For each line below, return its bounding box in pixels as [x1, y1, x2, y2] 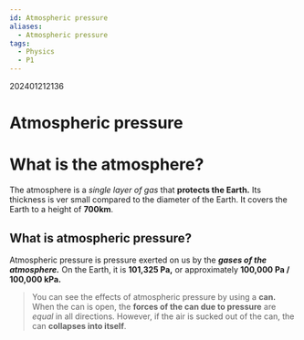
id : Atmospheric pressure [9, 13, 108, 23]
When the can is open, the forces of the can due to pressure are [31, 301, 277, 312]
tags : [9, 38, 30, 48]
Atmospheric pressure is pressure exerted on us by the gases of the [9, 254, 267, 265]
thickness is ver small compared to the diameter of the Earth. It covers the [9, 194, 288, 205]
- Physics [17, 47, 55, 57]
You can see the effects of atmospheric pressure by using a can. [31, 291, 277, 302]
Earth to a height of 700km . [9, 204, 114, 215]
